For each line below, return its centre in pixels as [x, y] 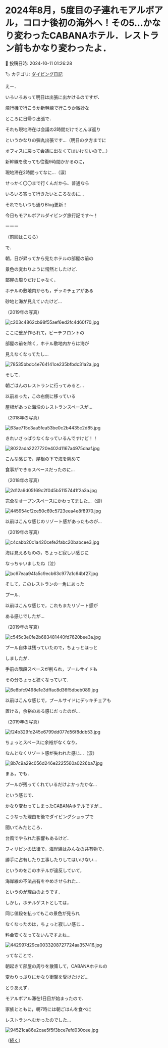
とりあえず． [18, 987]
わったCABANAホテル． [73, 36]
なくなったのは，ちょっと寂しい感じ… [45, 924]
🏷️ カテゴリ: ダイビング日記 [34, 74]
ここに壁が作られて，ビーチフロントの [45, 332]
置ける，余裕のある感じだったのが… [43, 711]
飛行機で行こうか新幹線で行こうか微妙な [47, 108]
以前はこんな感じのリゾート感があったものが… [54, 521]
